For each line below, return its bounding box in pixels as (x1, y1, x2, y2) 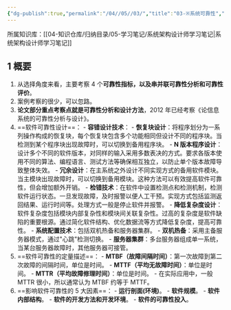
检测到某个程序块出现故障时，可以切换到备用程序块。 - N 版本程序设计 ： (16, 141, 223, 149)
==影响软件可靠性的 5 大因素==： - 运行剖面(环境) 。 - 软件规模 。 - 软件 (16, 287, 220, 295)
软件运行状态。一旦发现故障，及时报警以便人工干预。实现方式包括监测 (16, 192, 217, 200)
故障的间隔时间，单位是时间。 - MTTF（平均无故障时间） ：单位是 (23, 261, 207, 269)
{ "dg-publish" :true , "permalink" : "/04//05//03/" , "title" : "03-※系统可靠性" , (7, 10, 222, 17)
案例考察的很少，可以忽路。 (16, 97, 96, 105)
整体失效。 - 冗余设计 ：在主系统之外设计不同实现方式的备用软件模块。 (23, 166, 223, 174)
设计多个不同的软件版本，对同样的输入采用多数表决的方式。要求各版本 (16, 149, 217, 157)
